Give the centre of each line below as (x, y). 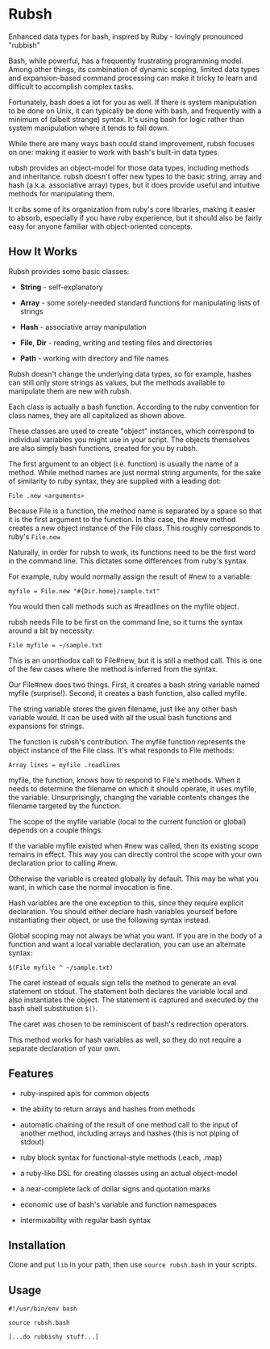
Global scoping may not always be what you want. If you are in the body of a (135, 935)
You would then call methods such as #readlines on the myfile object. (124, 606)
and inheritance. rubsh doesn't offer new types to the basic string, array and (135, 176)
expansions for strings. (46, 726)
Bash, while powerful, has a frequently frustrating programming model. (126, 61)
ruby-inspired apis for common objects (85, 1093)
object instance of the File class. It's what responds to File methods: (122, 750)
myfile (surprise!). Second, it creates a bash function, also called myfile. (128, 693)
